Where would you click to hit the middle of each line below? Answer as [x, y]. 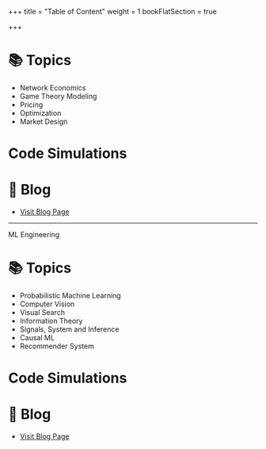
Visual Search [42, 312]
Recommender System [57, 346]
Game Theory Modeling [58, 96]
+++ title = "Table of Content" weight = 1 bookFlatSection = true [113, 12]
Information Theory [51, 321]
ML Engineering [34, 235]
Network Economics [53, 87]
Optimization [40, 113]
